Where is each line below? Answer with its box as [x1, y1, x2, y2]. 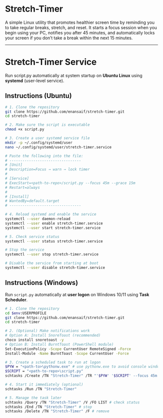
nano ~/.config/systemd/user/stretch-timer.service [5, 145, 112, 150]
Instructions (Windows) [5, 279, 79, 287]
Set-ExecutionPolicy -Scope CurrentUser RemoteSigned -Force [5, 346, 131, 351]
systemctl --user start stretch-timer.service [5, 225, 101, 230]
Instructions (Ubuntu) [5, 92, 72, 100]
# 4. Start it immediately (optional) [5, 382, 83, 387]
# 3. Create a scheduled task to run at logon [5, 360, 101, 365]
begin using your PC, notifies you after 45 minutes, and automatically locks [5, 30, 155, 35]
